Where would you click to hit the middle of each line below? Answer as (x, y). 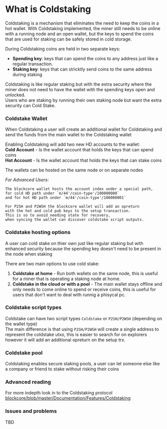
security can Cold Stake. (30, 105)
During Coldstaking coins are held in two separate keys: (63, 49)
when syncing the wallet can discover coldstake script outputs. (74, 220)
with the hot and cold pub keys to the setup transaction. (68, 211)
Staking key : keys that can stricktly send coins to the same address (82, 69)
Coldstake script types (33, 308)
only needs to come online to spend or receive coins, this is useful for (84, 289)
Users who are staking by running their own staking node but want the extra (83, 100)
